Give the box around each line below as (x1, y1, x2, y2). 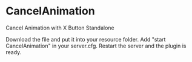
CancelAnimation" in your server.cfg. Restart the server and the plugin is (5, 42, 187, 49)
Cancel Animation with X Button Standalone (5, 24, 114, 31)
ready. (5, 48, 22, 55)
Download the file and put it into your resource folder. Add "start (5, 36, 166, 43)
